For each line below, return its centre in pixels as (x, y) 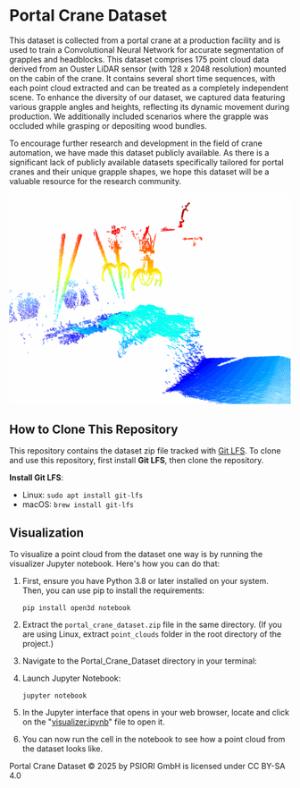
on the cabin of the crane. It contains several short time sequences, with (142, 78)
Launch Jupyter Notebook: (71, 678)
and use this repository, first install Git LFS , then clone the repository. (137, 461)
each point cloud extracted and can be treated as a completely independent (149, 88)
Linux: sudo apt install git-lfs (83, 495)
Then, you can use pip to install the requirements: (113, 590)
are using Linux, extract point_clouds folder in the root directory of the (152, 634)
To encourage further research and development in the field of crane (136, 143)
